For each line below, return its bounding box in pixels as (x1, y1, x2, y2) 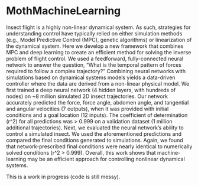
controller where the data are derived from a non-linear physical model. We (6, 80, 190, 87)
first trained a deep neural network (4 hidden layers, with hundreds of (6, 86, 176, 93)
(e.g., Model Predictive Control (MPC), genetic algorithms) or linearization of (6, 36, 192, 43)
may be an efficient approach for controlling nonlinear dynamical (27, 155, 185, 162)
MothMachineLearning (6, 4, 121, 18)
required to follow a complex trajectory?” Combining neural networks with (6, 67, 186, 74)
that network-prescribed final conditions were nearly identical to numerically (6, 143, 193, 150)
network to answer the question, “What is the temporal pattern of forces (6, 61, 182, 68)
